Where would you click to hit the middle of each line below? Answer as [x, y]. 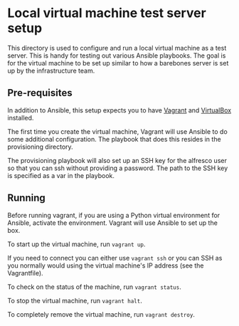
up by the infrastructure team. [51, 70]
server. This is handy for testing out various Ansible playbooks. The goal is [117, 56]
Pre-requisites [40, 93]
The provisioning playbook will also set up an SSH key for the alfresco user [117, 160]
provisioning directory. [40, 147]
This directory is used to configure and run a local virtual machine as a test [117, 48]
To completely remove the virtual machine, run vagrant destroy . [101, 314]
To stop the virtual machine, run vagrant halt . [75, 300]
